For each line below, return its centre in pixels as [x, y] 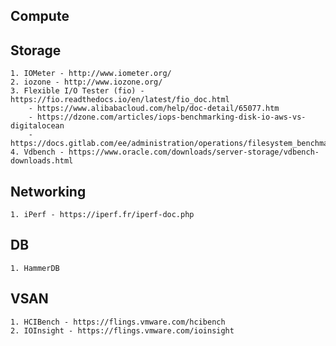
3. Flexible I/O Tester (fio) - [77, 91]
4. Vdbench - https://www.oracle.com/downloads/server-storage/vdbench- [165, 152]
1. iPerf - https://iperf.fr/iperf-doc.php [102, 215]
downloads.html [42, 161]
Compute [40, 16]
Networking [48, 191]
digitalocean [37, 126]
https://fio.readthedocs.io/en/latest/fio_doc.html [120, 100]
